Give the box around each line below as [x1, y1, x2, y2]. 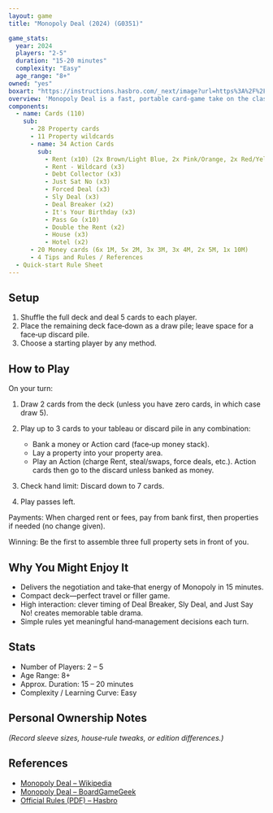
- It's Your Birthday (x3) [44, 208, 136, 216]
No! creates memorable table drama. [19, 608, 144, 618]
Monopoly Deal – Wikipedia [19, 778, 112, 788]
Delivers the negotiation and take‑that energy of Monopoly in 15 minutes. [19, 582, 264, 592]
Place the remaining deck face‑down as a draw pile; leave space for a [19, 321, 254, 331]
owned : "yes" [8, 79, 53, 88]
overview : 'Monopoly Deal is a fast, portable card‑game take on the [8, 94, 249, 102]
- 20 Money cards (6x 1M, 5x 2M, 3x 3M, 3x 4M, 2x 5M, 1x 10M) [29, 246, 249, 254]
